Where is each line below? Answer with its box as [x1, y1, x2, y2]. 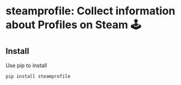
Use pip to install [5, 62, 48, 69]
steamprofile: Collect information [5, 4, 176, 18]
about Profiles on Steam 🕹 [5, 18, 141, 32]
